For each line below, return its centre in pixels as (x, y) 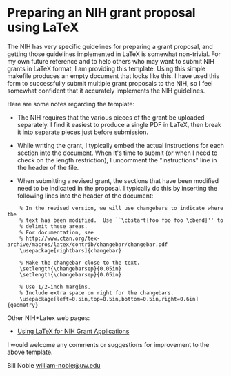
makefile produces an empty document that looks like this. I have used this (113, 76)
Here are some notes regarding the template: (71, 104)
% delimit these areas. (54, 226)
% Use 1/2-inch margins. (55, 287)
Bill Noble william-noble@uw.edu (54, 365)
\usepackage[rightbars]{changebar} (71, 250)
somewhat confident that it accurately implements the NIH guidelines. (106, 91)
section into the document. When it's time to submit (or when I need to (117, 153)
